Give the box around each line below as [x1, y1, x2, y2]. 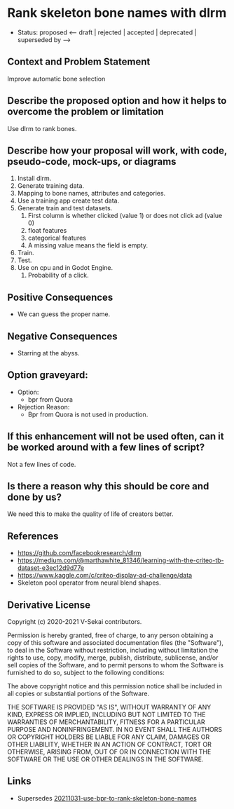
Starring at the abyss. [17, 349, 80, 357]
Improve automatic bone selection [7, 74, 106, 83]
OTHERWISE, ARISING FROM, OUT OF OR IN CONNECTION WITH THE [7, 748, 212, 756]
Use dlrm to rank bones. [7, 124, 77, 132]
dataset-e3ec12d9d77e [17, 564, 85, 572]
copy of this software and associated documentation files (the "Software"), [7, 639, 224, 647]
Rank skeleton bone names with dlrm [7, 5, 227, 21]
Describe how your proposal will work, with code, [7, 144, 228, 156]
